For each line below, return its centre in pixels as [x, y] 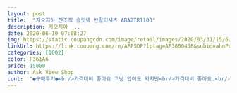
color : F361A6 [28, 59]
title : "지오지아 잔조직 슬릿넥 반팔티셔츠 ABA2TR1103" [81, 20]
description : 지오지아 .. [44, 27]
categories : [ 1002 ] [36, 53]
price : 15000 [26, 66]
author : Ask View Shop [41, 72]
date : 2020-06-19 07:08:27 [47, 33]
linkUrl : [20, 46]
